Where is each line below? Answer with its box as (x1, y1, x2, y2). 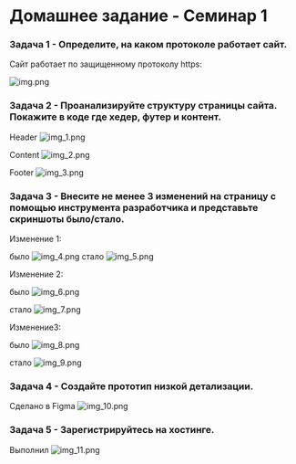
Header (9, 132, 38, 142)
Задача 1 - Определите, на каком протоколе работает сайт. (9, 38, 288, 51)
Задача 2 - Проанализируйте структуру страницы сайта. (9, 100, 278, 112)
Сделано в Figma (9, 401, 76, 412)
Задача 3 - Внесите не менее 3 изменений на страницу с (9, 189, 276, 202)
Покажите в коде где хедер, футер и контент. (9, 111, 221, 123)
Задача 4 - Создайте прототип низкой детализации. (9, 380, 254, 393)
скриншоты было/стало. (9, 212, 125, 225)
